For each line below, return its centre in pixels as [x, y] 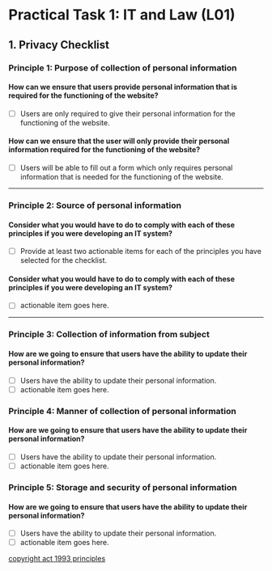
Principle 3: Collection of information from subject [109, 335]
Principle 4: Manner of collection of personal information [122, 411]
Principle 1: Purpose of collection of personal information [123, 68]
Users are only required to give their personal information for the [128, 113]
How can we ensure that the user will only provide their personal [119, 141]
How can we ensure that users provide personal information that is [123, 87]
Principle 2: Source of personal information [95, 205]
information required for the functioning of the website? [104, 150]
